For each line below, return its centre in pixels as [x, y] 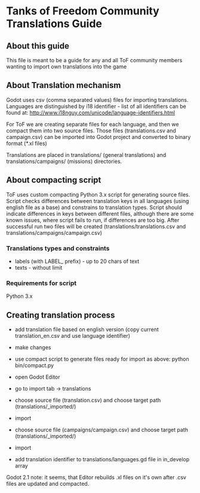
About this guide [38, 46]
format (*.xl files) [27, 143]
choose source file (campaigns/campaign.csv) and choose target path [101, 430]
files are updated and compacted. [48, 484]
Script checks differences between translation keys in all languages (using [98, 201]
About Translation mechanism [64, 85]
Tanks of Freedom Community [83, 11]
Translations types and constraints [58, 248]
